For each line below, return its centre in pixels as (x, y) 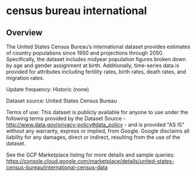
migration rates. (25, 78)
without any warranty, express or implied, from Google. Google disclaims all (98, 131)
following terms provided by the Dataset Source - (66, 118)
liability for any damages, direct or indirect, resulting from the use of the (93, 137)
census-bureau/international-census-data (57, 167)
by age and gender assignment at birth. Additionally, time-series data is (93, 65)
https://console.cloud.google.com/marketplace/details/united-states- (90, 161)
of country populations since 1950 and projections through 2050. (85, 53)
